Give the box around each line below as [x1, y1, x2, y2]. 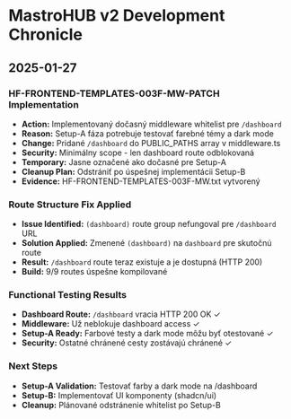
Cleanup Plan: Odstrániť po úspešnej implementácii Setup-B [21, 166, 246, 177]
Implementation [8, 98, 80, 110]
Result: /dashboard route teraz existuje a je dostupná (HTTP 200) [21, 257, 263, 267]
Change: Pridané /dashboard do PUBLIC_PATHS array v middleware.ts [21, 137, 281, 148]
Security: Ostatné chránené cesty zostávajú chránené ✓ [21, 337, 233, 348]
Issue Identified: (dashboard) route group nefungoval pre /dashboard [21, 219, 277, 230]
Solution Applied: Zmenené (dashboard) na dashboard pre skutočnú [21, 238, 272, 249]
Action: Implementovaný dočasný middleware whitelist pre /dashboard [21, 118, 282, 129]
